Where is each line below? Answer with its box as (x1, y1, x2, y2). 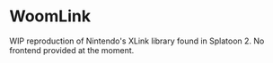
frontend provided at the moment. (9, 44, 135, 55)
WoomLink (9, 6, 92, 27)
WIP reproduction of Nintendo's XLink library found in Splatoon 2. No (9, 35, 265, 46)
